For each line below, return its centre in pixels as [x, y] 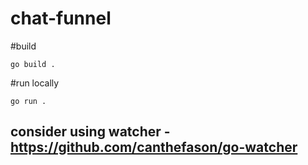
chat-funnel [61, 18]
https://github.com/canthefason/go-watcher [154, 147]
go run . [28, 101]
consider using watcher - [90, 132]
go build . [33, 64]
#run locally [35, 83]
